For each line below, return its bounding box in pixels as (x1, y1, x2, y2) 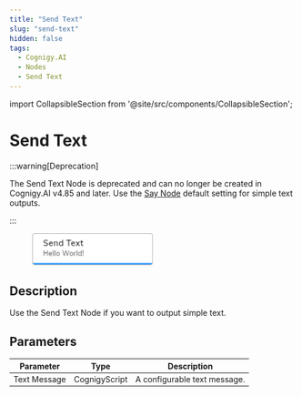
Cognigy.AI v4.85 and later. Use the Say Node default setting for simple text (9, 188, 294, 198)
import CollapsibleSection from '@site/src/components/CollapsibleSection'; (9, 98, 293, 109)
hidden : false (9, 34, 64, 43)
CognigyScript (74, 373, 128, 384)
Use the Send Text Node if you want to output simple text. (9, 308, 226, 319)
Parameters (9, 333, 77, 350)
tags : (9, 44, 30, 53)
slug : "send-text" (9, 24, 79, 34)
